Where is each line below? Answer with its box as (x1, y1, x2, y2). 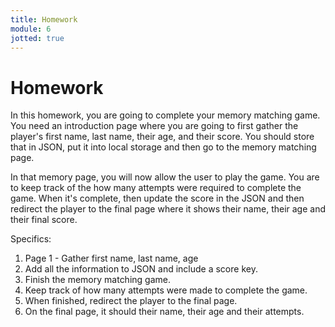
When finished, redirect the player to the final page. (24, 295, 238, 307)
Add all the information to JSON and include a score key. (24, 263, 258, 275)
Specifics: (10, 233, 52, 245)
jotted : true (10, 33, 65, 43)
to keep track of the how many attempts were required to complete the (10, 182, 302, 194)
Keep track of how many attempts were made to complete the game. (24, 284, 308, 296)
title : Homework (10, 14, 78, 25)
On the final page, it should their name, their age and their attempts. (24, 306, 305, 318)
